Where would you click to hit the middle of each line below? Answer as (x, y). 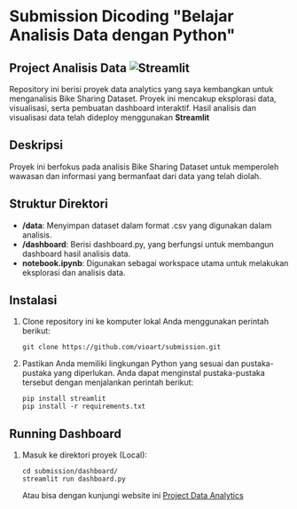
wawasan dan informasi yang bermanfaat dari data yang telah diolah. (135, 176)
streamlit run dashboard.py (74, 479)
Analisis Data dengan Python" (122, 35)
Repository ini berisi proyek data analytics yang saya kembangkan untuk (141, 89)
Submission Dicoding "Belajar (121, 16)
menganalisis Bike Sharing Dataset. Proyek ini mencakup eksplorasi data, (143, 98)
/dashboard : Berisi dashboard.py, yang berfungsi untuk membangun (148, 244)
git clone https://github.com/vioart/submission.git (121, 348)
